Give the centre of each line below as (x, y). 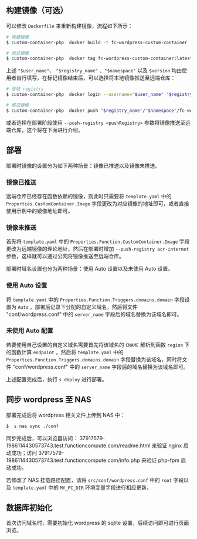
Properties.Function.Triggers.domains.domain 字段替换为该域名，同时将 (94, 359)
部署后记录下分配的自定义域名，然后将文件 (86, 307)
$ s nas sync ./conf (33, 426)
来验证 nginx (167, 445)
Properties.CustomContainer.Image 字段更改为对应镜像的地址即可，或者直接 (98, 203)
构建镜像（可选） (37, 11)
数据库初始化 (29, 508)
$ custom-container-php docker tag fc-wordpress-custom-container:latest (99, 59)
